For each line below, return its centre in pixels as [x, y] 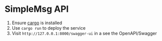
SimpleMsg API [37, 9]
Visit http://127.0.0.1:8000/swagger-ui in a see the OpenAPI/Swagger [84, 33]
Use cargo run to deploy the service [49, 28]
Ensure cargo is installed [37, 23]
